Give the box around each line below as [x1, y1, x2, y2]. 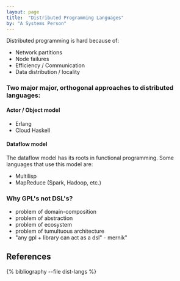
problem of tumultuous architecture [15, 227, 105, 235]
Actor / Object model [6, 106, 60, 114]
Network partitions [15, 49, 63, 56]
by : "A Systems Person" [6, 20, 67, 26]
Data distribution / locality [15, 68, 81, 76]
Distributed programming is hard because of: [6, 37, 120, 45]
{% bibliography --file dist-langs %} [6, 268, 96, 275]
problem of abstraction [15, 214, 73, 222]
